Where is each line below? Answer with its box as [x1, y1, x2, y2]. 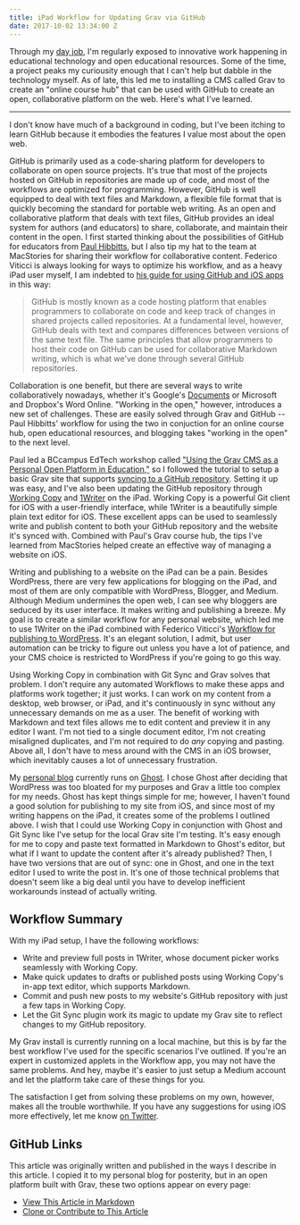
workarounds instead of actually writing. [9, 885, 158, 896]
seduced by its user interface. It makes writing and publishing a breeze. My [9, 604, 287, 615]
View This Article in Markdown [21, 1196, 136, 1207]
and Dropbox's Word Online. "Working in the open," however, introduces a [9, 399, 282, 409]
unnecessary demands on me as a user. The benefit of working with [9, 707, 261, 717]
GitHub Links [9, 1137, 83, 1152]
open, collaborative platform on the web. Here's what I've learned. [9, 93, 253, 104]
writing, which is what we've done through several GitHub [30, 353, 244, 364]
